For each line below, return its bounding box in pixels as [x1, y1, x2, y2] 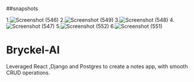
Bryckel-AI [6, 44, 60, 57]
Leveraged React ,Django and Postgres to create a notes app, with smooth [6, 63, 188, 70]
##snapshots [6, 5, 39, 12]
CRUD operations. [6, 69, 50, 76]
